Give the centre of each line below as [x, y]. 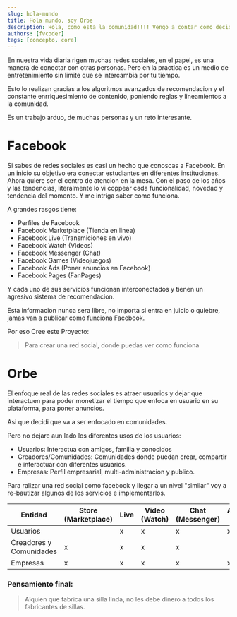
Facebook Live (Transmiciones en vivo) [74, 238]
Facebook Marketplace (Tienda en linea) [76, 231]
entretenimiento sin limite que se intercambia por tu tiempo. [94, 76]
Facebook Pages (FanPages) [59, 275]
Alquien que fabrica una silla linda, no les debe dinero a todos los [119, 599]
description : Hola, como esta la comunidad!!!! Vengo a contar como [110, 27]
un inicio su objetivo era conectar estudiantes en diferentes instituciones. [114, 173]
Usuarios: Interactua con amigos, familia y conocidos [95, 449]
